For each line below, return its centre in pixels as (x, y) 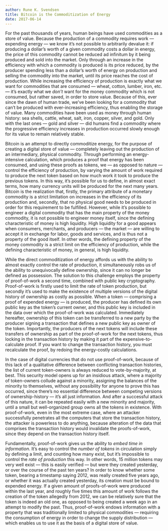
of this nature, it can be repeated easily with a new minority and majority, (80, 402)
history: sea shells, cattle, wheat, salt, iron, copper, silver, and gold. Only (80, 118)
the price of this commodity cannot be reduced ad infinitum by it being (78, 54)
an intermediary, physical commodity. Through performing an (68, 154)
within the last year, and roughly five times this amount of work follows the (82, 491)
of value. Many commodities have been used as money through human (78, 113)
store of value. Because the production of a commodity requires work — (79, 38)
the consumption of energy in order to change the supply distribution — (79, 518)
